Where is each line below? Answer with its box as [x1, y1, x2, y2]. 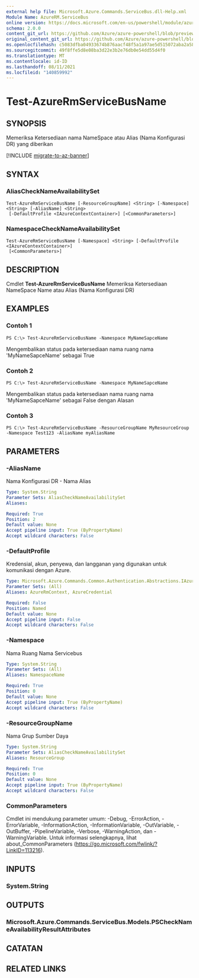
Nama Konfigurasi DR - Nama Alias [6, 478, 91, 485]
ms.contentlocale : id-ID [6, 58, 68, 64]
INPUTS [6, 864, 36, 874]
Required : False [6, 600, 46, 606]
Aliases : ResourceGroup [6, 755, 65, 761]
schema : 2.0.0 [6, 25, 41, 31]
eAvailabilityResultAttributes [6, 925, 91, 933]
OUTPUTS [6, 900, 44, 910]
